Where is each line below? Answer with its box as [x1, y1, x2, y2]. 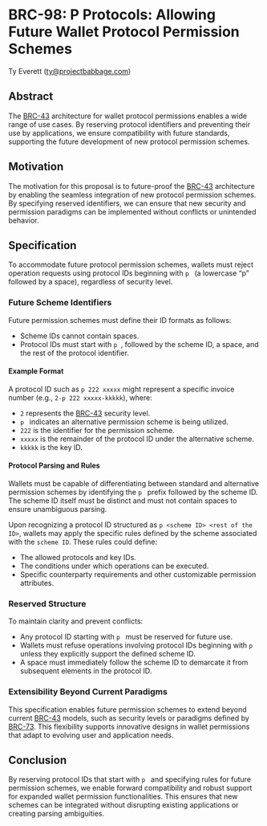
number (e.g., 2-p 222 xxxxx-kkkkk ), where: [8, 392, 152, 403]
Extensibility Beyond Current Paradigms [8, 686, 168, 697]
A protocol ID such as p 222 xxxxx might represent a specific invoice [8, 384, 235, 394]
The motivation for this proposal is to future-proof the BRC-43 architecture [8, 181, 255, 190]
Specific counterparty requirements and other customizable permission [19, 570, 257, 579]
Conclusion [8, 754, 67, 767]
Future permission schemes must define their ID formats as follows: [8, 315, 232, 325]
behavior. [8, 215, 39, 225]
